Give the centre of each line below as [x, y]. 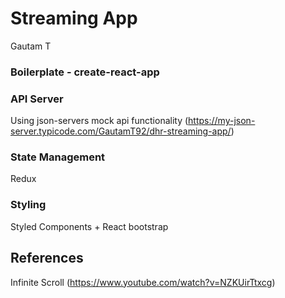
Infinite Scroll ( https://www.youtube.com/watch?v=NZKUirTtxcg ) [143, 282]
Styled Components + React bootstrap [89, 226]
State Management [58, 157]
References [47, 258]
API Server [37, 99]
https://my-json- [222, 121]
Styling [28, 205]
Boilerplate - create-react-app [85, 72]
